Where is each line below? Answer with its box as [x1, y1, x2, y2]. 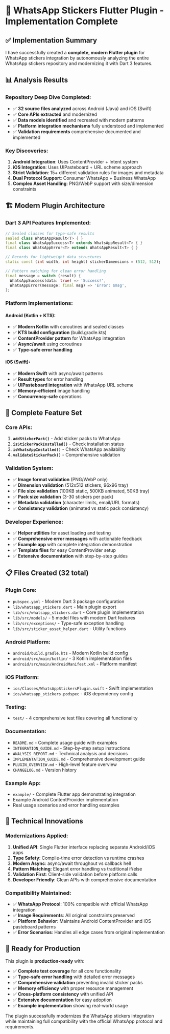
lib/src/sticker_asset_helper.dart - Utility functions [12, 625, 126, 632]
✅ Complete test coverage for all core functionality [12, 968, 122, 974]
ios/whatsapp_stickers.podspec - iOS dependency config [12, 691, 134, 697]
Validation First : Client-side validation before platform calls [12, 871, 138, 877]
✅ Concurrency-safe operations [12, 393, 82, 399]
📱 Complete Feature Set [5, 408, 82, 417]
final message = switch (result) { [5, 273, 81, 278]
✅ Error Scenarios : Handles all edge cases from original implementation [12, 929, 165, 936]
